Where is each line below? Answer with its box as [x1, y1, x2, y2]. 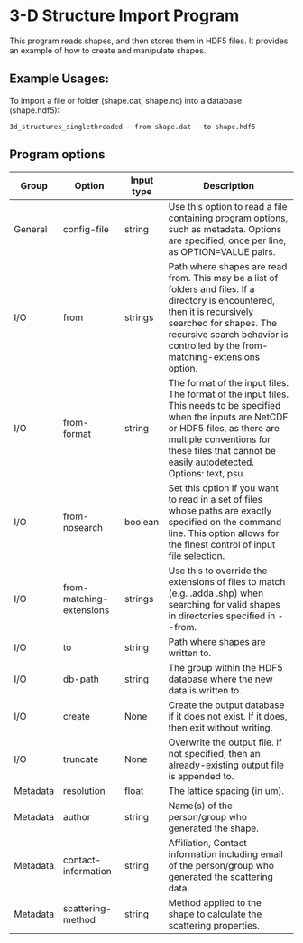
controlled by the [168, 339, 241, 352]
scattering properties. [168, 919, 260, 931]
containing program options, [168, 212, 289, 224]
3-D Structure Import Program [9, 5, 240, 26]
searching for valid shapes [168, 598, 281, 610]
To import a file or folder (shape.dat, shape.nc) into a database [9, 95, 243, 106]
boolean [124, 515, 160, 528]
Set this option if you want [168, 481, 280, 494]
